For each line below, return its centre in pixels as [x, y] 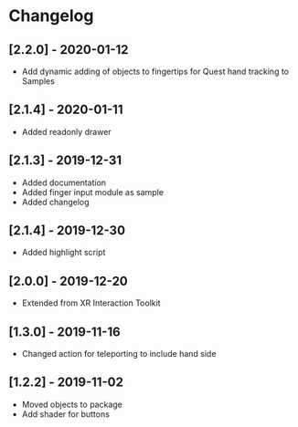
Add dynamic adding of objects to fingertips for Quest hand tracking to [155, 71]
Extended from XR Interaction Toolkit [91, 303]
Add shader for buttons [66, 414]
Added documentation [64, 182]
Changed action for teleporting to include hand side [119, 354]
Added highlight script [64, 253]
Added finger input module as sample [92, 192]
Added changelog [55, 202]
